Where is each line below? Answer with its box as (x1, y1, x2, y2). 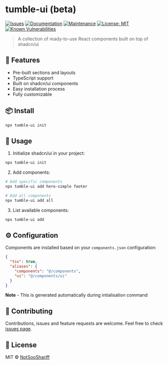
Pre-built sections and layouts (12, 69, 76, 75)
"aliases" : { (10, 264, 38, 269)
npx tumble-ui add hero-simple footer (5, 184, 88, 189)
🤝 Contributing (5, 307, 53, 316)
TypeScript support (12, 75, 53, 81)
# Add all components (5, 193, 51, 198)
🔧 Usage (5, 137, 32, 145)
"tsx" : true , (10, 259, 38, 265)
